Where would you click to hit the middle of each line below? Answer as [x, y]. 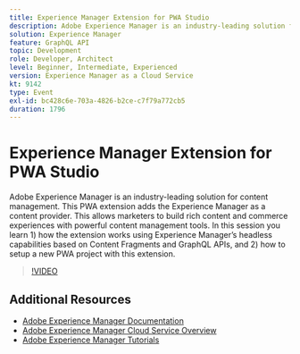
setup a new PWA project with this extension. [92, 254]
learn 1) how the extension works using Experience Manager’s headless [141, 235]
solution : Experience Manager [66, 34]
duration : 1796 [37, 109]
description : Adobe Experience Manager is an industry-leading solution [147, 26]
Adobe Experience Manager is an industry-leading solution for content [139, 197]
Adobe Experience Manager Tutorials [91, 340]
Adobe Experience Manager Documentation [103, 321]
